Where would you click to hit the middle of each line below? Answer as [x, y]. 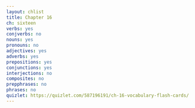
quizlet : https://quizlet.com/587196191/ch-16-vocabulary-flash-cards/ [97, 95]
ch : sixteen [21, 23]
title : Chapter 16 [29, 17]
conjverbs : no [24, 34]
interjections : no [29, 73]
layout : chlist [25, 12]
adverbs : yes [22, 56]
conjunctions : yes [29, 67]
